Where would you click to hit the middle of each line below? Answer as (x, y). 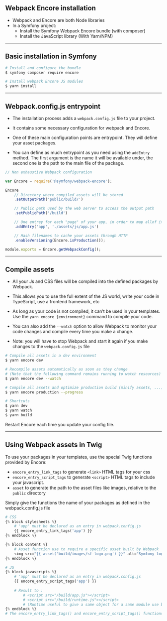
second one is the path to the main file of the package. (68, 163)
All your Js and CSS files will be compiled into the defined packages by (85, 281)
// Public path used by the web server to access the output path (84, 209)
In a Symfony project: (34, 25)
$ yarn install (21, 86)
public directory (29, 493)
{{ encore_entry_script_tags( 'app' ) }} (55, 581)
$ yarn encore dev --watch (33, 378)
